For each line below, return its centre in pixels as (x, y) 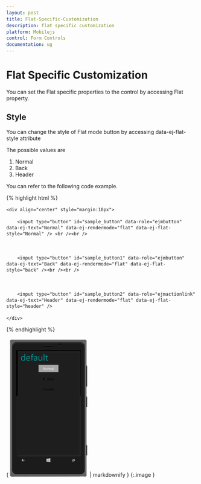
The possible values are (36, 150)
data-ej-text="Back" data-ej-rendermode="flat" (67, 264)
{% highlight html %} (32, 198)
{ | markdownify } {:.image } (81, 474)
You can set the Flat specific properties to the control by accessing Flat (95, 92)
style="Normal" (25, 234)
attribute (30, 138)
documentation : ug (29, 45)
